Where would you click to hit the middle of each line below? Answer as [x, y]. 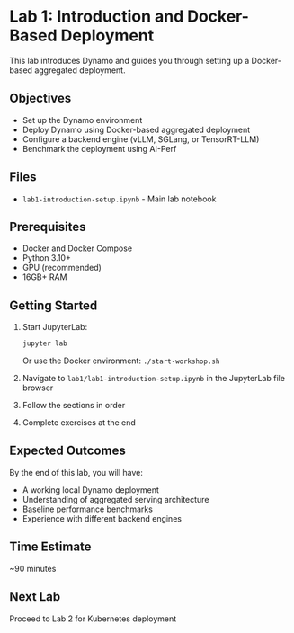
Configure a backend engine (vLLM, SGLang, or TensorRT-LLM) [141, 139]
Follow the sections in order [74, 406]
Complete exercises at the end [79, 423]
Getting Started [53, 305]
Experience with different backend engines [102, 518]
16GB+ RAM [45, 277]
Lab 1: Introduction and [97, 17]
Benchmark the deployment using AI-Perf [99, 148]
